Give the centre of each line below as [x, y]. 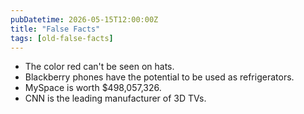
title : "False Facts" [55, 29]
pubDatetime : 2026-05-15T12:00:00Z [84, 19]
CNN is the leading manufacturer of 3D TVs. [115, 98]
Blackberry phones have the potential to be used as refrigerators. [159, 77]
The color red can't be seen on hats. [99, 67]
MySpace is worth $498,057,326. [93, 88]
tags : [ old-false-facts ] [62, 38]
